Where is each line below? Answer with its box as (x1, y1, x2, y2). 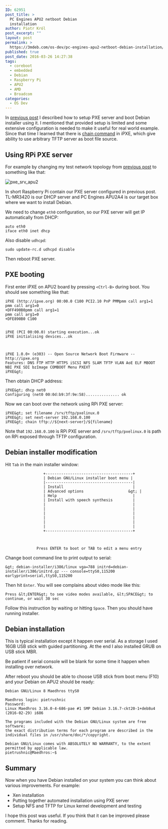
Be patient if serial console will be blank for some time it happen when (5, 659, 150, 665)
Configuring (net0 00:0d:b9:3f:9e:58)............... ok (5, 392, 126, 397)
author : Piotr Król (5, 26, 46, 31)
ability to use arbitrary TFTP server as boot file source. (5, 136, 118, 142)
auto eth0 (5, 224, 26, 229)
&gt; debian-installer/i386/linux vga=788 (5, 564, 95, 569)
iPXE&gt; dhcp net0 (5, 387, 46, 392)
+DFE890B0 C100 (5, 316, 37, 322)
